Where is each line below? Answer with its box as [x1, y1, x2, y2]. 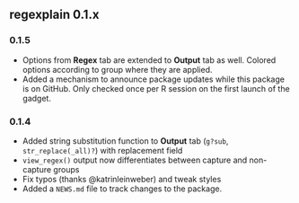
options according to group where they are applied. [22, 64, 213, 75]
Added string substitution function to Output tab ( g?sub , [22, 135, 229, 146]
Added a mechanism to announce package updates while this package [22, 74, 286, 84]
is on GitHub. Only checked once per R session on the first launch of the [22, 83, 290, 93]
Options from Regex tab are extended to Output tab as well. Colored [22, 54, 277, 66]
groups [53, 163, 80, 174]
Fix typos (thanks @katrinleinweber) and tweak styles [22, 173, 222, 184]
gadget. [22, 93, 52, 103]
